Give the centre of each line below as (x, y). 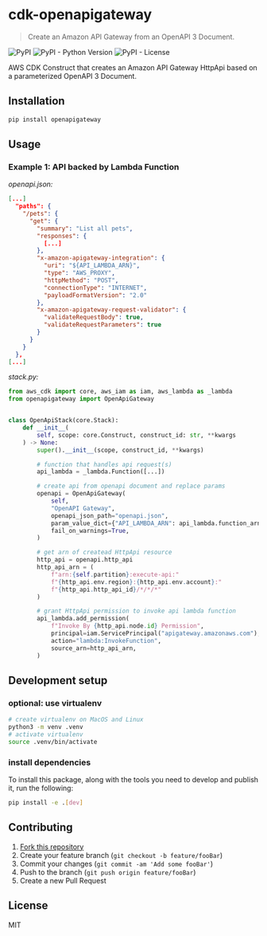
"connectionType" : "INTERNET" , (95, 288)
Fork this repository (52, 847)
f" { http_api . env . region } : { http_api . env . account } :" (136, 582)
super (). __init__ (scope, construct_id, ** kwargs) (120, 450)
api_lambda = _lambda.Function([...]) (101, 472)
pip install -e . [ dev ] (46, 803)
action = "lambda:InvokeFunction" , (106, 640)
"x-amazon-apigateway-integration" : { (101, 258)
